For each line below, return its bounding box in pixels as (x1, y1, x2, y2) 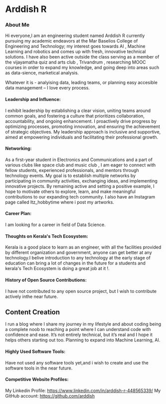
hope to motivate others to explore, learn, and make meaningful (5, 188, 136, 194)
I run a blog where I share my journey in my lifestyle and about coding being (5, 321, 162, 327)
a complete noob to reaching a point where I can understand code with (5, 326, 151, 332)
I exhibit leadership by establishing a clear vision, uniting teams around (5, 107, 151, 113)
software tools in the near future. (5, 365, 73, 371)
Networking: (5, 145, 32, 151)
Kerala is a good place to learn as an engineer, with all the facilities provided (5, 244, 162, 250)
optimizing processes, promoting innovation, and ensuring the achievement (5, 123, 161, 129)
